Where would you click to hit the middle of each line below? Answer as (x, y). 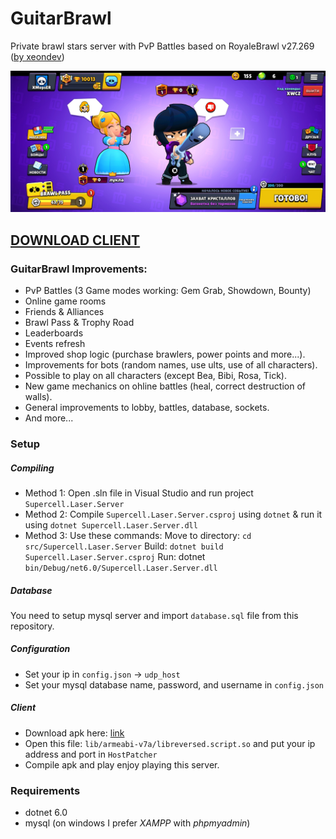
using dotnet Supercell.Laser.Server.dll (111, 524)
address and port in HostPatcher (91, 754)
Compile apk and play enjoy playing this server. (122, 764)
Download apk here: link (74, 733)
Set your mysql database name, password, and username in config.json (174, 684)
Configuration (40, 649)
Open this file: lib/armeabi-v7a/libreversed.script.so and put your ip (170, 743)
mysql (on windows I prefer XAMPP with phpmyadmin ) (137, 823)
